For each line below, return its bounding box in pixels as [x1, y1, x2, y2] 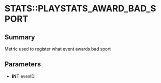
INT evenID [11, 73, 35, 79]
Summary [4, 33, 35, 41]
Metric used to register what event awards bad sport [4, 46, 111, 52]
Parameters [4, 60, 41, 69]
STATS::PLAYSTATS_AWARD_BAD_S [4, 3, 157, 14]
